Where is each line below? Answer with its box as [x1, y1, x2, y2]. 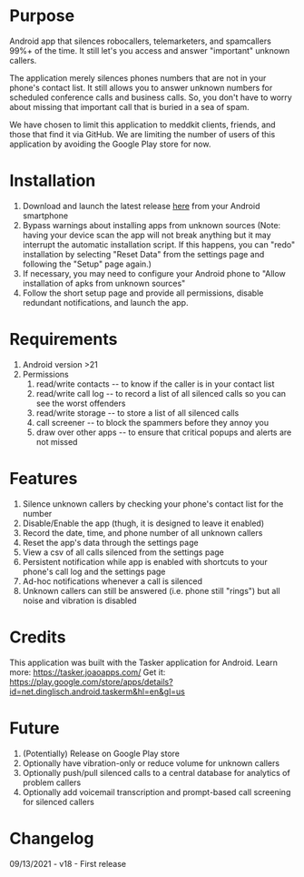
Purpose [9, 5, 75, 26]
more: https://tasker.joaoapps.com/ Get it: [9, 666, 166, 678]
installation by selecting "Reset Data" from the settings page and [22, 248, 265, 259]
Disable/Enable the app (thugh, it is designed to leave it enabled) [22, 518, 265, 529]
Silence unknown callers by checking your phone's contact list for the [22, 498, 284, 509]
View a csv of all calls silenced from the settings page [22, 547, 224, 558]
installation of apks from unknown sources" [22, 277, 186, 288]
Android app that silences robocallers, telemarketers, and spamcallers [9, 35, 272, 46]
